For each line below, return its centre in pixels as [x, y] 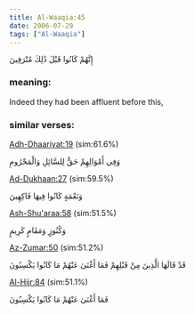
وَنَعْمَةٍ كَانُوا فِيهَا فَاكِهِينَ [46, 196]
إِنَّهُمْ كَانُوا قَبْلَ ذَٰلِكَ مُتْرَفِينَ [51, 60]
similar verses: [42, 125]
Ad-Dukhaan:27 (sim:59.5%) [61, 178]
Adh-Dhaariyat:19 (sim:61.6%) [64, 144]
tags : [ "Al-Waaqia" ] [48, 34]
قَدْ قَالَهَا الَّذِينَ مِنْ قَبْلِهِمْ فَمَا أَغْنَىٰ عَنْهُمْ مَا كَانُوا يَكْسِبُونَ [97, 264]
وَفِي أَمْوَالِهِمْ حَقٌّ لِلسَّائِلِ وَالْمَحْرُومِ [65, 161]
